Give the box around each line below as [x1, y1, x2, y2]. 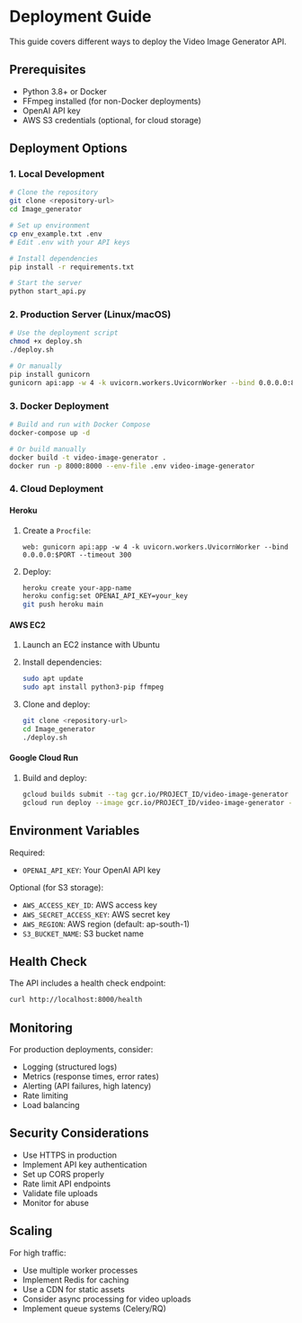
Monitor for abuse [22, 1197, 90, 1208]
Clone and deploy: [22, 699, 91, 710]
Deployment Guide [9, 6, 152, 27]
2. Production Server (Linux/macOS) [9, 308, 172, 321]
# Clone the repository [9, 188, 99, 197]
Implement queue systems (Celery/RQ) [22, 1302, 166, 1314]
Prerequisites [9, 62, 86, 77]
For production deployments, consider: [9, 1044, 154, 1054]
